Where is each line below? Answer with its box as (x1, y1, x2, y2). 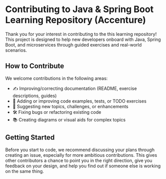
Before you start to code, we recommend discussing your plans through (5, 147, 155, 153)
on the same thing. (5, 168, 44, 174)
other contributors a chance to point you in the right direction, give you (5, 157, 152, 163)
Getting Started (5, 133, 55, 142)
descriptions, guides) (12, 93, 57, 99)
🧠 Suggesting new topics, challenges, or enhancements (12, 103, 129, 109)
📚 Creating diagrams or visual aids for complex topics (12, 116, 126, 122)
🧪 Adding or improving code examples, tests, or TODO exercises (12, 98, 147, 104)
